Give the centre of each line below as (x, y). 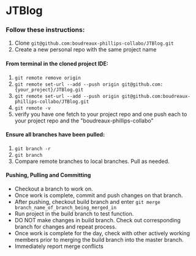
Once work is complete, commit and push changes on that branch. (99, 195)
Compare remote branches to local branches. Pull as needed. (92, 161)
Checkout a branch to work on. (54, 189)
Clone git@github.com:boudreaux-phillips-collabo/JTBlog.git (94, 43)
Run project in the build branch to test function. (74, 214)
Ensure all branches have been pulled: (55, 135)
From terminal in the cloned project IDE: (57, 64)
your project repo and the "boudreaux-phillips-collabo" (84, 121)
